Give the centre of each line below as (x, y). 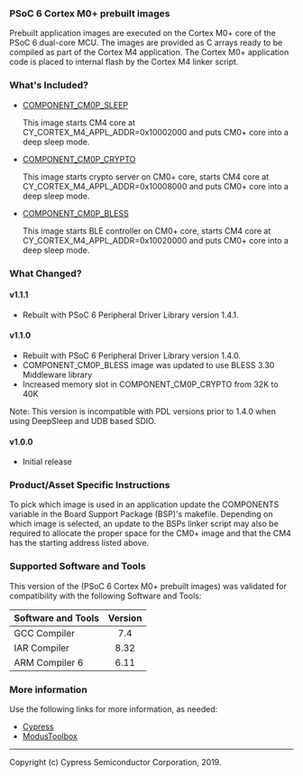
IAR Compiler (42, 648)
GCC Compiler (44, 633)
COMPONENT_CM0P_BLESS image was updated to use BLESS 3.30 (148, 365)
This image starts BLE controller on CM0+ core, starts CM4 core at (147, 231)
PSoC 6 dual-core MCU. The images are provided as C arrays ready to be (146, 42)
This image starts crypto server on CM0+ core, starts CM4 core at (145, 176)
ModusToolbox (50, 736)
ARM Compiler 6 (49, 662)
